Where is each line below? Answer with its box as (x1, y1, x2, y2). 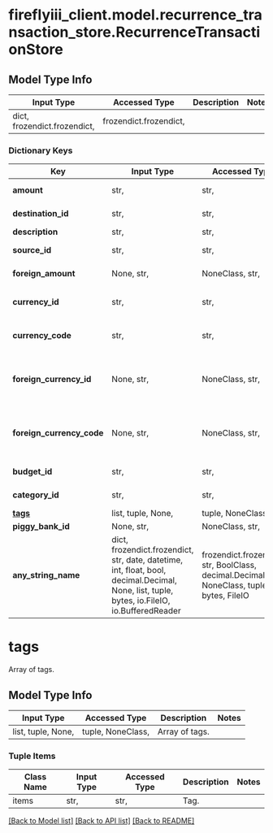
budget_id (12, 466, 53, 477)
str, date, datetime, (111, 554, 184, 566)
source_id (12, 245, 52, 256)
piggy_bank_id (12, 521, 71, 532)
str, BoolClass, (201, 559, 258, 571)
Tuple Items (8, 750, 56, 761)
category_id (12, 489, 59, 501)
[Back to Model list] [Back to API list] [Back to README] (8, 816, 195, 826)
